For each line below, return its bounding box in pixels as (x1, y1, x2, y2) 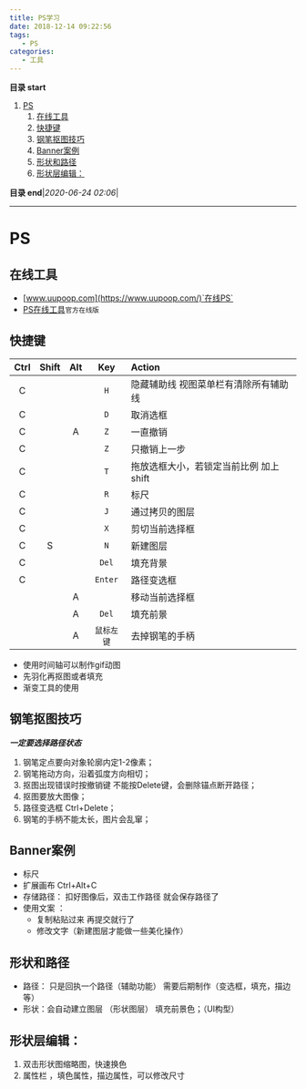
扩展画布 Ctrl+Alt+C (22, 880, 97, 891)
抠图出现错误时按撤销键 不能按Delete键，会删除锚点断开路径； (22, 779, 258, 790)
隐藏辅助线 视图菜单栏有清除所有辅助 (130, 377, 289, 390)
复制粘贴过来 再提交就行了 (36, 914, 135, 925)
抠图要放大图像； (22, 790, 87, 802)
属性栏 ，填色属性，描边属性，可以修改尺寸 (22, 1070, 185, 1081)
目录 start (9, 82, 46, 92)
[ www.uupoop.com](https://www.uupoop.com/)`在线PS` (22, 293, 234, 303)
